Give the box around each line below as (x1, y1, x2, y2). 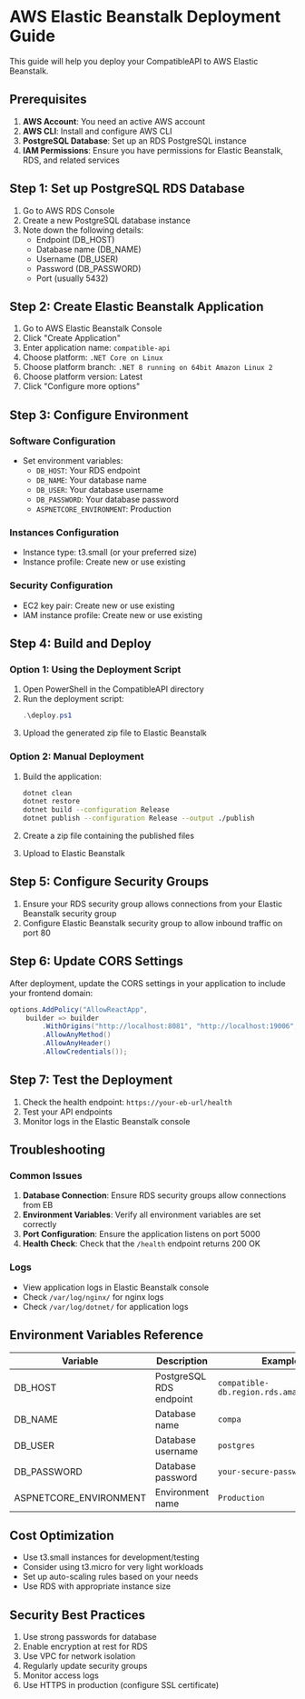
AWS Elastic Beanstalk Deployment (9, 6, 281, 27)
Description (155, 1354, 209, 1367)
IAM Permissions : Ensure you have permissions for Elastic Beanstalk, (22, 145, 284, 155)
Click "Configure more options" (22, 381, 141, 392)
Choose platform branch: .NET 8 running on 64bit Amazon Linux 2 (22, 362, 273, 373)
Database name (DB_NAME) (35, 244, 143, 255)
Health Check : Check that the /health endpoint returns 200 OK (22, 1238, 261, 1249)
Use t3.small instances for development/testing (22, 1552, 200, 1563)
